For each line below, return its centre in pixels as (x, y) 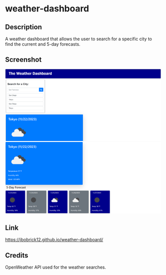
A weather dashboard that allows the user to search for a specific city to (79, 39)
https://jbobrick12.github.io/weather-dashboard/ (54, 240)
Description (23, 27)
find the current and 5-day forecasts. (43, 44)
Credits (17, 255)
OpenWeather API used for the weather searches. (56, 267)
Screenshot (23, 60)
